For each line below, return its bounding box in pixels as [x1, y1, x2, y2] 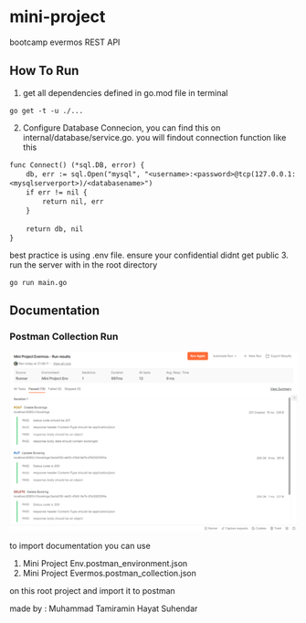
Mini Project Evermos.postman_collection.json [22, 567, 196, 578]
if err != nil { [26, 187, 89, 197]
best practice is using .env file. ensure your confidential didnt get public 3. [9, 249, 290, 260]
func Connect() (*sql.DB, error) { [9, 160, 145, 170]
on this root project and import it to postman [9, 585, 175, 596]
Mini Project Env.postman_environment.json [22, 557, 188, 568]
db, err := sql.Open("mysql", [26, 169, 142, 179]
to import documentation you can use [9, 540, 151, 551]
